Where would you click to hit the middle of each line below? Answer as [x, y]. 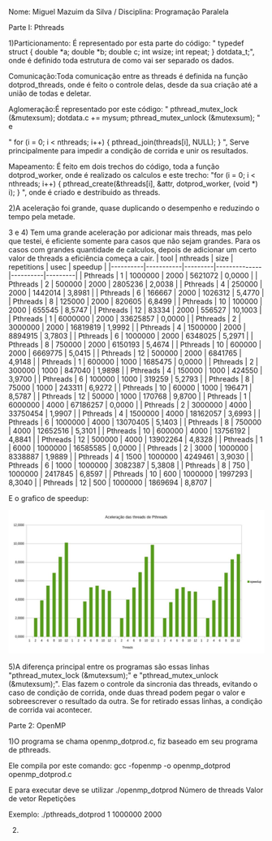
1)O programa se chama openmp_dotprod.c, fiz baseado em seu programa [133, 741]
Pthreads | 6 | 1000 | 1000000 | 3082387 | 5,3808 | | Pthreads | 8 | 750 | [129, 465]
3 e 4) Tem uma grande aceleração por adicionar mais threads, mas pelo [130, 232]
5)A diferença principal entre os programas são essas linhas [109, 666]
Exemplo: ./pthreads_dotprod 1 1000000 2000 [85, 814]
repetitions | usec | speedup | [58, 267]
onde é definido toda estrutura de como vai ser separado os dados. [121, 60]
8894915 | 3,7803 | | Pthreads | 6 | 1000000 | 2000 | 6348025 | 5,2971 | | [131, 336]
